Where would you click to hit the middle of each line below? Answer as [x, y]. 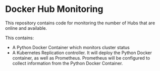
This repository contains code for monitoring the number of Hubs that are [80, 23]
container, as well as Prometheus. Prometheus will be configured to [81, 58]
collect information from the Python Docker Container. [67, 63]
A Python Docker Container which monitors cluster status [71, 47]
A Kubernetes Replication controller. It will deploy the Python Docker [82, 53]
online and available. [26, 28]
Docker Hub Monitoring [54, 9]
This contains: [20, 38]
